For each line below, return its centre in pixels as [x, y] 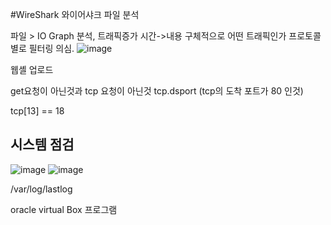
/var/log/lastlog [41, 189]
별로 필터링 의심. [42, 48]
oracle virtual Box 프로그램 [64, 209]
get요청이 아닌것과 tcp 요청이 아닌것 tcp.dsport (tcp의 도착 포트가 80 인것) [157, 91]
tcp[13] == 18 [37, 111]
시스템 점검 [42, 144]
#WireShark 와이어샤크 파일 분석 [75, 14]
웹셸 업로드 [32, 69]
